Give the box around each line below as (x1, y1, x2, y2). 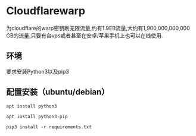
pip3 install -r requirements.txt (6, 124, 92, 130)
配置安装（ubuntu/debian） (6, 87, 110, 97)
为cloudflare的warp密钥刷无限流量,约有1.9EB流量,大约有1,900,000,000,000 (6, 24, 191, 31)
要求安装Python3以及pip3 (6, 68, 70, 75)
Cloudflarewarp (6, 4, 85, 18)
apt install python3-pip (6, 113, 68, 119)
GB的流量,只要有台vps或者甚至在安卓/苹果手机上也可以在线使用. (6, 31, 163, 39)
